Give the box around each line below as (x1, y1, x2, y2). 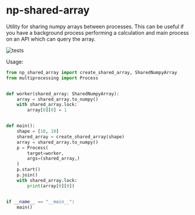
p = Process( (16, 145, 49, 150)
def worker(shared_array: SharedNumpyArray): (6, 90, 119, 97)
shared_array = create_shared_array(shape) (16, 133, 125, 140)
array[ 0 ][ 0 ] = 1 (27, 107, 67, 113)
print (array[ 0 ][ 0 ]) (27, 183, 75, 189)
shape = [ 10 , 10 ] (16, 129, 59, 135)
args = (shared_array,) (27, 156, 80, 162)
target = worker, (27, 150, 65, 156)
